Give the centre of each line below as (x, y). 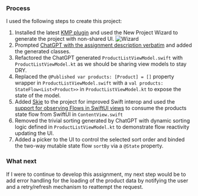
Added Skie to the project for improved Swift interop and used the (95, 102)
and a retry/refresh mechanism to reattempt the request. (75, 187)
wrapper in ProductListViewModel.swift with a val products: (89, 83)
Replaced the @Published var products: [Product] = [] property (94, 77)
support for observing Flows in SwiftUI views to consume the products (100, 108)
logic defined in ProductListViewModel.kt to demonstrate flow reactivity (102, 127)
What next (21, 161)
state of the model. (38, 95)
